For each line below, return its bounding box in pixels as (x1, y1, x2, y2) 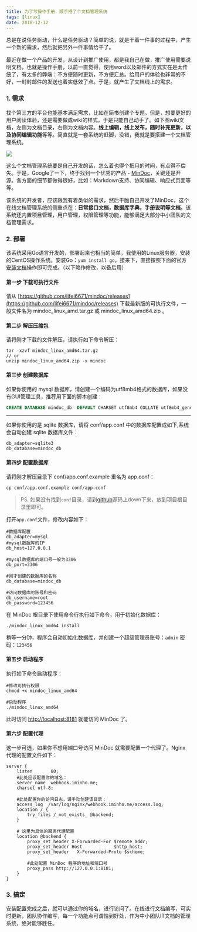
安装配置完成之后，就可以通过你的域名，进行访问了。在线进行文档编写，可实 (6, 905, 191, 912)
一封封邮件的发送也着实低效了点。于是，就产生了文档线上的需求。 (16, 78, 176, 85)
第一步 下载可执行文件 (6, 278, 59, 285)
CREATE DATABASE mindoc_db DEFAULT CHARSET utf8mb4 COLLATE (6, 404, 159, 411)
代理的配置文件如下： (6, 751, 57, 759)
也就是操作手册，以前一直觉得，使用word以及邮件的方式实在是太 (26, 64, 183, 71)
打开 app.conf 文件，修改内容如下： (6, 515, 89, 522)
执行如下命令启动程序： (6, 670, 63, 677)
